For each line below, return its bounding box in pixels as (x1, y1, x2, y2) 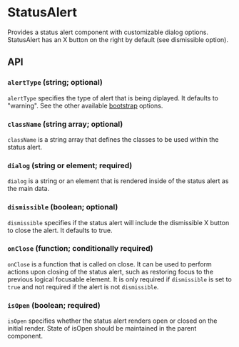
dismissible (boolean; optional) (7, 202, 118, 212)
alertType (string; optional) (7, 78, 103, 88)
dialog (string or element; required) (7, 160, 133, 170)
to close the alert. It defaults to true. (7, 226, 113, 234)
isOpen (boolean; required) (7, 300, 101, 310)
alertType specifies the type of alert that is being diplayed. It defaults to (7, 93, 219, 102)
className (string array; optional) (7, 119, 123, 129)
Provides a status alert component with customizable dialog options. (7, 28, 209, 36)
